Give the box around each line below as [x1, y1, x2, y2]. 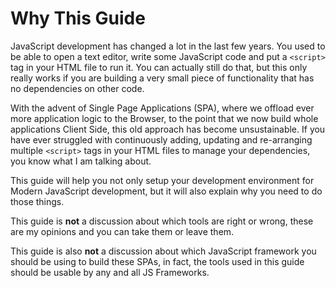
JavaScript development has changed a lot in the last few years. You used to [10, 40, 326, 52]
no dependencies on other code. [10, 82, 145, 94]
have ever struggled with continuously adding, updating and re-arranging [10, 133, 313, 146]
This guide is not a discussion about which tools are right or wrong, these [10, 215, 314, 227]
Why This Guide [10, 7, 146, 30]
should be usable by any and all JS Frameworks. [10, 266, 210, 278]
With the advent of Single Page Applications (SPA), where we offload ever [10, 102, 315, 114]
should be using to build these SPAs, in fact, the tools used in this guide [10, 255, 305, 267]
